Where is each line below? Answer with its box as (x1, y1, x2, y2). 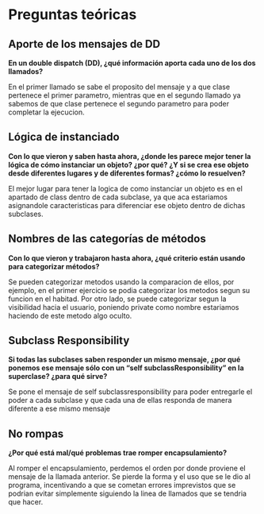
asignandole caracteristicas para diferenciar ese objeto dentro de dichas (8, 200, 246, 210)
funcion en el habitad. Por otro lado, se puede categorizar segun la (8, 294, 227, 303)
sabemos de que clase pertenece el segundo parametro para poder (8, 99, 230, 108)
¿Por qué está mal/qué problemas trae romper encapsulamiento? (8, 448, 228, 458)
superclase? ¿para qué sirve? (8, 372, 108, 381)
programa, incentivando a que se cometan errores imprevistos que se (8, 481, 236, 490)
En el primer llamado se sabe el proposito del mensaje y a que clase (8, 82, 231, 91)
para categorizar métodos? (8, 261, 100, 271)
